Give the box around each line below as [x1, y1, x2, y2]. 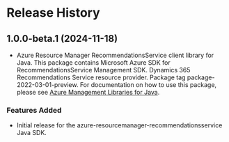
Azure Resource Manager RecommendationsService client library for [16, 51, 214, 59]
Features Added [6, 105, 62, 115]
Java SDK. [16, 129, 47, 137]
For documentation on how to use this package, [79, 81, 217, 88]
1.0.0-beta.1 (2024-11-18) [6, 33, 118, 45]
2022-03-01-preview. [16, 81, 79, 88]
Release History [6, 5, 100, 21]
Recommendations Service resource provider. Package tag [16, 73, 186, 81]
